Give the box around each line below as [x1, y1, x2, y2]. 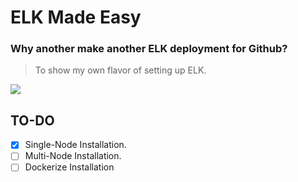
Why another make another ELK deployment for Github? [10, 42, 288, 56]
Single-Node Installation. [24, 139, 127, 151]
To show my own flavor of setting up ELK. [34, 64, 207, 76]
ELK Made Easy [10, 6, 142, 29]
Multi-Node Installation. [24, 150, 122, 162]
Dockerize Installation [24, 161, 115, 173]
